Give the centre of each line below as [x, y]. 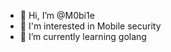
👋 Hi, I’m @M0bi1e [57, 15]
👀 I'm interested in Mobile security [90, 26]
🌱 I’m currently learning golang [83, 36]
